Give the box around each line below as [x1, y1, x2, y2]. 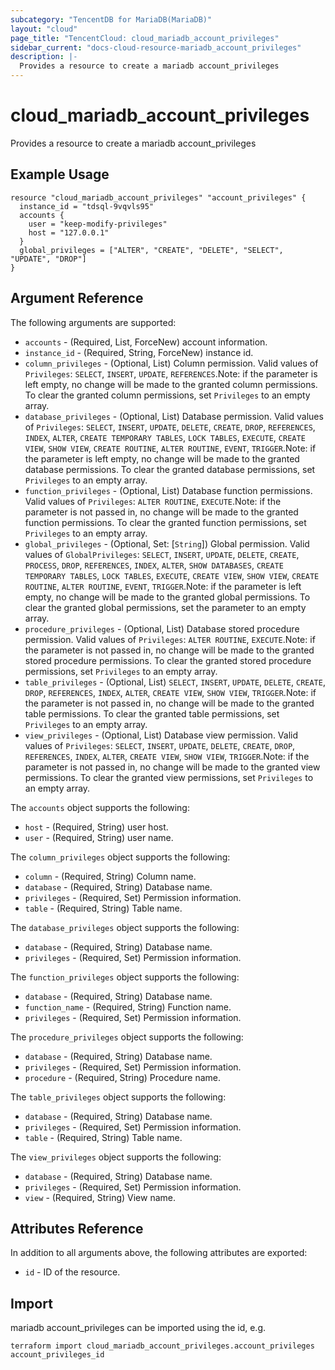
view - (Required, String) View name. [24, 1191, 177, 1203]
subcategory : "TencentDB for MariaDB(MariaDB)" [10, 14, 213, 25]
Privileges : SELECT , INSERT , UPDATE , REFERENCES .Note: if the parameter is [24, 367, 318, 380]
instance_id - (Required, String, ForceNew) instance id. [24, 346, 254, 358]
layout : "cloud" [10, 24, 78, 34]
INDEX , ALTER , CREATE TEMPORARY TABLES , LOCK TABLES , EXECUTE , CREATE [24, 431, 306, 443]
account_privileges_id [10, 1350, 105, 1360]
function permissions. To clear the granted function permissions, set [24, 516, 307, 528]
